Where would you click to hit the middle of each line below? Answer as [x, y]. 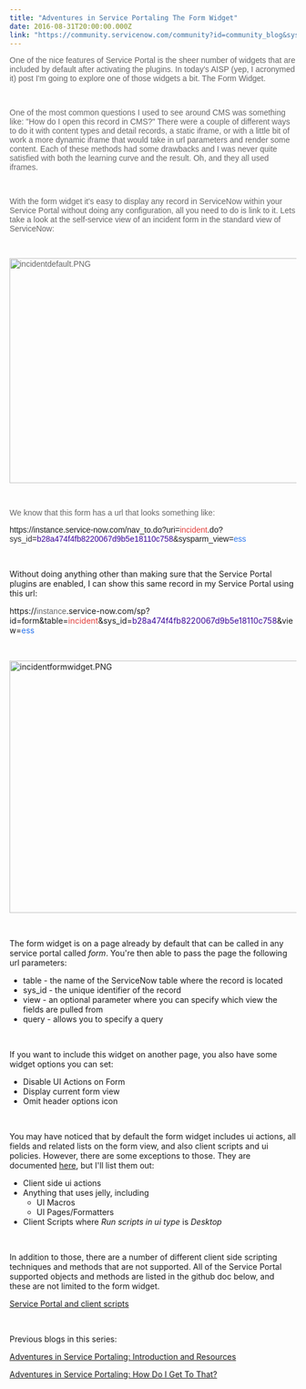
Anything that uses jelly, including [86, 1193]
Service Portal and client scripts [69, 1304]
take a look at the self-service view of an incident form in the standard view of [145, 220]
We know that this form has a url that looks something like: [112, 513]
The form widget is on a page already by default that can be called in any [147, 944]
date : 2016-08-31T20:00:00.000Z [71, 26]
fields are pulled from [63, 1010]
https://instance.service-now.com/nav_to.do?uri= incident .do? [116, 530]
